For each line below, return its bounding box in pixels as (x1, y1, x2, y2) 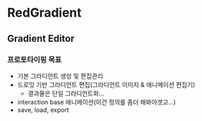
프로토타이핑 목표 (7, 54, 62, 64)
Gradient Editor (7, 33, 75, 45)
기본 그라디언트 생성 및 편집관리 (17, 72, 103, 80)
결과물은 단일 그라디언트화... (27, 89, 104, 97)
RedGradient (7, 5, 82, 21)
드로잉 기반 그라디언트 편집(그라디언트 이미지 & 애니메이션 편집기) (17, 80, 196, 88)
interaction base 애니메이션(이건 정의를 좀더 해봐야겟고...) (17, 97, 176, 106)
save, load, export (17, 106, 70, 114)
